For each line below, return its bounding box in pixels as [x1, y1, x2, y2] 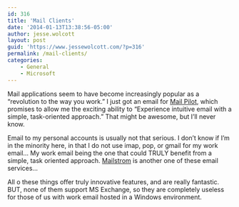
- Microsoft [20, 70, 56, 77]
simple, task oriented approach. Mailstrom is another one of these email [7, 156, 219, 164]
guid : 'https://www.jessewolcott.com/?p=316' [7, 43, 145, 51]
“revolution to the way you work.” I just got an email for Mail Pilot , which [7, 97, 218, 105]
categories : [7, 57, 43, 64]
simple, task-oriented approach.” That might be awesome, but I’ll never [7, 112, 216, 121]
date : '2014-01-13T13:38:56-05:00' [7, 23, 113, 31]
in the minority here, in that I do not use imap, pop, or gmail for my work [7, 141, 218, 149]
